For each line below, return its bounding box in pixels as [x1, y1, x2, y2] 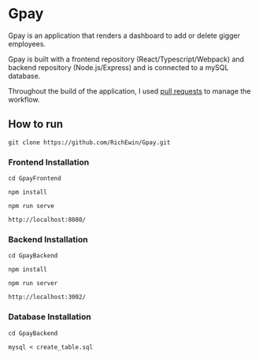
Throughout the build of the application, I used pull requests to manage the [8, 86, 251, 95]
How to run [8, 117, 64, 131]
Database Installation [8, 312, 92, 323]
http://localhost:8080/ [8, 216, 87, 224]
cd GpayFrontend [8, 175, 61, 183]
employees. [8, 39, 46, 48]
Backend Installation [8, 234, 88, 245]
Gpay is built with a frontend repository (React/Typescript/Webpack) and [8, 54, 245, 64]
